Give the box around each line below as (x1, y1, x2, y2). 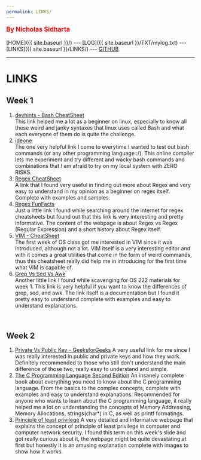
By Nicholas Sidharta (6, 25, 71, 33)
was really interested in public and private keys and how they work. (14, 353, 181, 360)
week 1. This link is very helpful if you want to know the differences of (14, 283, 187, 290)
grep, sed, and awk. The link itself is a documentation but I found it (14, 289, 179, 296)
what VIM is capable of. (14, 263, 74, 271)
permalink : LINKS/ (6, 8, 52, 15)
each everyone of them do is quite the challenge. (14, 130, 136, 137)
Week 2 (6, 331, 35, 341)
